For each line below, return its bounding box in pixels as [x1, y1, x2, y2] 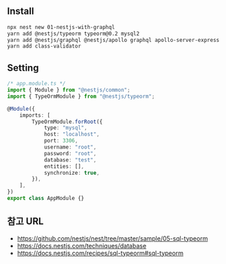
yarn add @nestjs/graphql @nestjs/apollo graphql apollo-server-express [7, 36, 220, 43]
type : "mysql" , [43, 124, 88, 131]
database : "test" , [43, 156, 97, 164]
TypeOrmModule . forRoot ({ [32, 118, 103, 125]
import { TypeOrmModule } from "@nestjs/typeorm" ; [7, 93, 155, 100]
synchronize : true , [43, 169, 100, 176]
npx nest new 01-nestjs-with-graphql [7, 23, 115, 30]
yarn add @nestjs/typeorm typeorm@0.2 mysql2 [7, 30, 139, 37]
